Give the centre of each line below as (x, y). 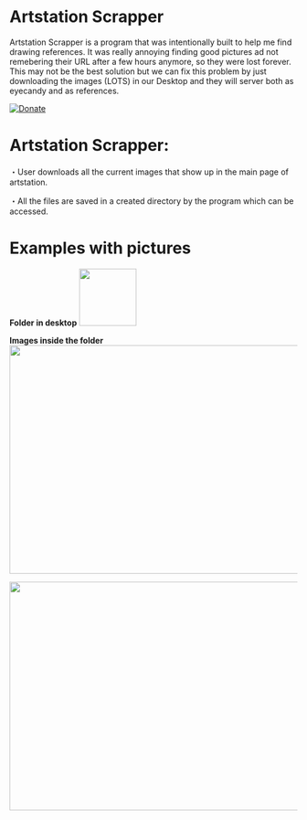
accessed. (29, 211)
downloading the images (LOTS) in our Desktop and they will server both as (152, 80)
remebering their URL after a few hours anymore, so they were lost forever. (151, 61)
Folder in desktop (43, 323)
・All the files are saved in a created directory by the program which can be (152, 201)
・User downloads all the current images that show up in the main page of (149, 172)
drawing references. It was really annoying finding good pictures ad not (144, 51)
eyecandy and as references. (64, 91)
